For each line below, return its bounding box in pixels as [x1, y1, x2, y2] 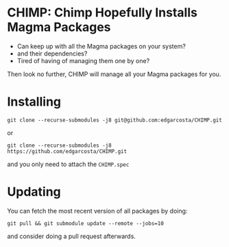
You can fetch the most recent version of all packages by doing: [7, 207, 188, 215]
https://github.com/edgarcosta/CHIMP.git [7, 148, 128, 155]
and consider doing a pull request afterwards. [7, 232, 136, 240]
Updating [7, 184, 62, 200]
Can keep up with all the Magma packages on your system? [16, 42, 186, 50]
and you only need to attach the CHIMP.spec [7, 160, 130, 168]
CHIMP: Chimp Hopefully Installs [7, 5, 197, 21]
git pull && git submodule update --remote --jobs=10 [7, 220, 165, 227]
